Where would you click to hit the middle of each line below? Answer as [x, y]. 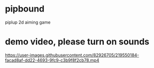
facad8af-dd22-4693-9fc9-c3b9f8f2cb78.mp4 [52, 60]
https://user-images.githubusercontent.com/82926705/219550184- [72, 55]
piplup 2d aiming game [28, 22]
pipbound [25, 9]
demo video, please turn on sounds [77, 42]
